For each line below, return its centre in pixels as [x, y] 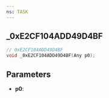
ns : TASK [17, 12]
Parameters [29, 74]
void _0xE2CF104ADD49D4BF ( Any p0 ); [51, 56]
